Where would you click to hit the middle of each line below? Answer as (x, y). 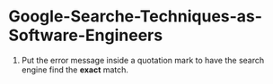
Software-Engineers (86, 35)
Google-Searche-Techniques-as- (135, 17)
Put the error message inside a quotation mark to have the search (143, 60)
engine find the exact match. (75, 70)
